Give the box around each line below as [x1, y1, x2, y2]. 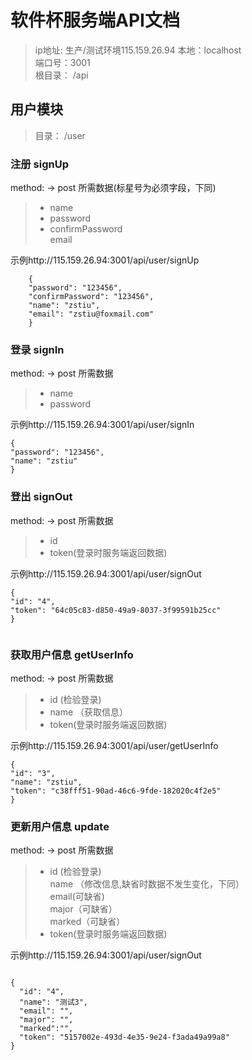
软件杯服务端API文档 [10, 9, 180, 32]
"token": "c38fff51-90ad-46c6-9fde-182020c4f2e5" [10, 786, 222, 796]
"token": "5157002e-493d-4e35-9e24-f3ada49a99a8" [19, 1032, 230, 1043]
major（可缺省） [49, 903, 118, 915]
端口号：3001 [34, 56, 91, 68]
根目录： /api [34, 69, 89, 81]
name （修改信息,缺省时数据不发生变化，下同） [49, 878, 245, 890]
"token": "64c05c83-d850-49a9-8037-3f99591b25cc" [10, 605, 222, 615]
